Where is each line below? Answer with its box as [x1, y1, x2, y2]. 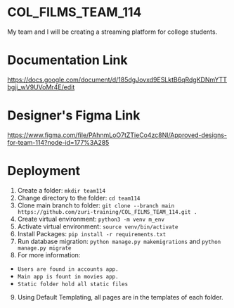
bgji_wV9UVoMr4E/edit [7, 82, 75, 91]
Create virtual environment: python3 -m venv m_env [17, 214, 165, 223]
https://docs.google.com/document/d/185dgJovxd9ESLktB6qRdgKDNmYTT [7, 75, 227, 84]
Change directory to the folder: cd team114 [17, 193, 141, 202]
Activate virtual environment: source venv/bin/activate [17, 222, 178, 231]
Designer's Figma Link [7, 108, 141, 124]
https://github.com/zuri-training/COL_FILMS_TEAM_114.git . [17, 208, 197, 215]
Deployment [7, 163, 81, 179]
